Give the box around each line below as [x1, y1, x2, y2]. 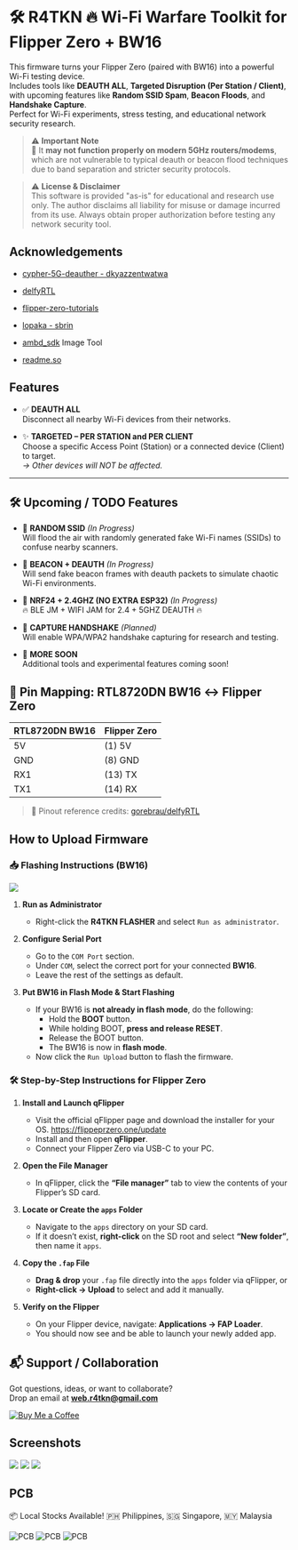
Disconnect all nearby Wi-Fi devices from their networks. [21, 414, 231, 424]
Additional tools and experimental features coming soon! [21, 659, 229, 670]
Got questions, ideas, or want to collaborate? [9, 1383, 173, 1393]
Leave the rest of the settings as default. [35, 969, 184, 980]
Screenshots [9, 1435, 82, 1450]
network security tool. [30, 219, 112, 229]
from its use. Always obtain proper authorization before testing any [30, 209, 276, 220]
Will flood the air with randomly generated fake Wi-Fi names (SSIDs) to [21, 533, 281, 543]
